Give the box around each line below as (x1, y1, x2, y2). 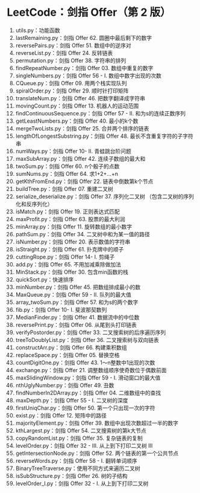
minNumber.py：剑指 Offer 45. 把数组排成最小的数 (15, 283, 141, 291)
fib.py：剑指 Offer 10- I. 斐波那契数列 (15, 306, 107, 313)
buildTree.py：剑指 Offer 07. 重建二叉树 (15, 185, 113, 192)
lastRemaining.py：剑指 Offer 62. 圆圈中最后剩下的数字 (15, 34, 152, 41)
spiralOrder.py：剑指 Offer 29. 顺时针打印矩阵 (15, 87, 129, 94)
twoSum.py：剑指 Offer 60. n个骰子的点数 (15, 163, 120, 170)
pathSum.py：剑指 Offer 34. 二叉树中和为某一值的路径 (15, 230, 150, 237)
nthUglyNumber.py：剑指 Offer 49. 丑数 (15, 381, 114, 388)
